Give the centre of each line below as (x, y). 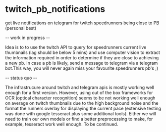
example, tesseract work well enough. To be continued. (62, 124)
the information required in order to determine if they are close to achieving (82, 57)
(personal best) (21, 28)
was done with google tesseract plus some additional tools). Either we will (81, 113)
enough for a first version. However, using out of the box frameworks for (79, 92)
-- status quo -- (21, 78)
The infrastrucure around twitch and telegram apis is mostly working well (80, 87)
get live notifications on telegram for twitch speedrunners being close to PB (82, 23)
